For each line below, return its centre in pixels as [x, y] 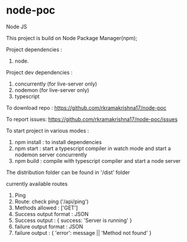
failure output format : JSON [49, 226]
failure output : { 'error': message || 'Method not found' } [83, 233]
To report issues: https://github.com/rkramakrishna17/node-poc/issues [92, 119]
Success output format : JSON [52, 214]
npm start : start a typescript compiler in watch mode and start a [93, 148]
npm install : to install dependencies [58, 142]
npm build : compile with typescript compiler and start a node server [98, 161]
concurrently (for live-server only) [56, 84]
